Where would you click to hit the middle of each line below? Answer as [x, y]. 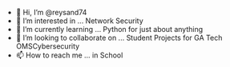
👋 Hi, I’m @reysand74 [51, 12]
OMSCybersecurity [48, 46]
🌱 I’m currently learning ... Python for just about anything [109, 29]
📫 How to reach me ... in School [69, 55]
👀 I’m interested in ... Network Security [79, 21]
